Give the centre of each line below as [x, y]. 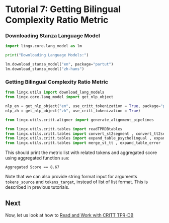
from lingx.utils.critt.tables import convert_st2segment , [70, 134]
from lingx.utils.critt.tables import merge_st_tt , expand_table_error [83, 143]
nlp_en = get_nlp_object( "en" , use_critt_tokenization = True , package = [83, 106]
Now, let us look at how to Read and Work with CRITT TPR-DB [69, 215]
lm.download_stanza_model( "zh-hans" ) [45, 69]
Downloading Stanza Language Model [53, 36]
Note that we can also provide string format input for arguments [71, 177]
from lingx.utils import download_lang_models [55, 92]
